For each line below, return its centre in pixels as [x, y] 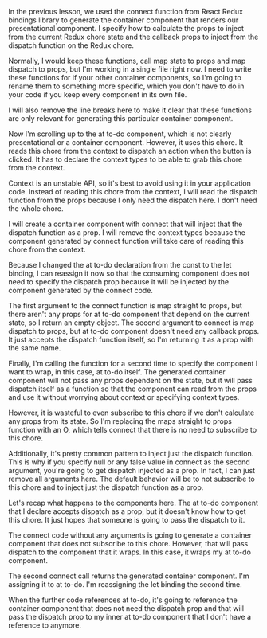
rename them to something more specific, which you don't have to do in [126, 86]
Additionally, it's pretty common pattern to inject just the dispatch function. [131, 454]
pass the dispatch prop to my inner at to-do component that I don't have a [130, 617]
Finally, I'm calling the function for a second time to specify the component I [133, 363]
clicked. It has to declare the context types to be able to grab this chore [126, 159]
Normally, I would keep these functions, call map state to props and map [127, 61]
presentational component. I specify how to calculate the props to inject [126, 28]
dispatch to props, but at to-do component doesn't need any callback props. [134, 331]
